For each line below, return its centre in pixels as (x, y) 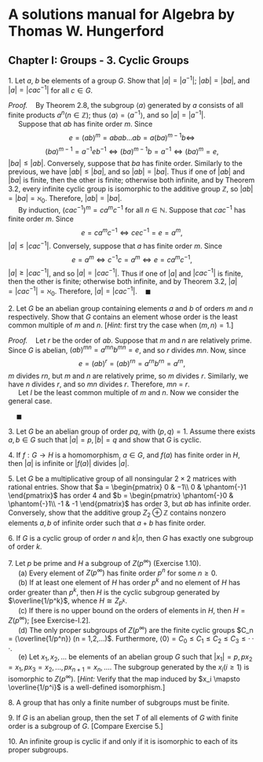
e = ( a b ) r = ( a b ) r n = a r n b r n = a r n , (132, 363)
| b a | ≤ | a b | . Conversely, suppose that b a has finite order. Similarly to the (126, 164)
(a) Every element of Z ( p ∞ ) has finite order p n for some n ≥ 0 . (118, 572)
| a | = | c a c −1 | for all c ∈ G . (50, 90)
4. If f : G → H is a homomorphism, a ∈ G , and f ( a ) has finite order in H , (124, 455)
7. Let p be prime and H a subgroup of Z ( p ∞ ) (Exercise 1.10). (105, 562)
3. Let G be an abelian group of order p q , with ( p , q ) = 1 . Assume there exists (132, 431)
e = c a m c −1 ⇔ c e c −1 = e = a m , (132, 231)
